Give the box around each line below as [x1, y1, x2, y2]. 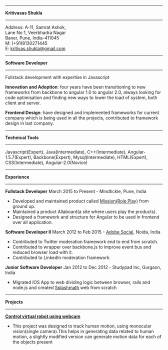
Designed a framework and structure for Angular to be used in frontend [12, 214, 159, 220]
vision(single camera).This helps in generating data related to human [12, 328, 154, 334]
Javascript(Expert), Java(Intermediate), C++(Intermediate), [5, 149, 126, 155]
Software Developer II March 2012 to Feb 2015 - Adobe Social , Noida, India [5, 229, 161, 235]
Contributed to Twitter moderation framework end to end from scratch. [12, 238, 158, 244]
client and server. [5, 100, 41, 105]
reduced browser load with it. [12, 249, 73, 255]
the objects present [12, 339, 53, 345]
